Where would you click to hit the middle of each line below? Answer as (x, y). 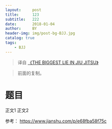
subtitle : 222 (22, 19)
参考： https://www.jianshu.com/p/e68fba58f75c (56, 121)
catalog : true (20, 38)
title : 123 (22, 15)
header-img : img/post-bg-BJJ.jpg (40, 33)
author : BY (21, 29)
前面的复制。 (31, 73)
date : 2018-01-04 (30, 24)
